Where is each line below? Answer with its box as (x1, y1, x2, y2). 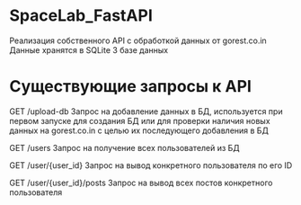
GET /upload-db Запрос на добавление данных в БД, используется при (9, 105, 283, 117)
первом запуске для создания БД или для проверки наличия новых (9, 115, 271, 126)
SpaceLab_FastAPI (9, 5, 153, 26)
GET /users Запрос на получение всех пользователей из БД (9, 142, 240, 153)
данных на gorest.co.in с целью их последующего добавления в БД (9, 125, 270, 136)
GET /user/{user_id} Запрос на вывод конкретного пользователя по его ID (9, 159, 293, 171)
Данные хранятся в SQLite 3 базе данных (9, 44, 169, 55)
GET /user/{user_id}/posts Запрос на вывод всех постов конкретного (9, 177, 273, 188)
